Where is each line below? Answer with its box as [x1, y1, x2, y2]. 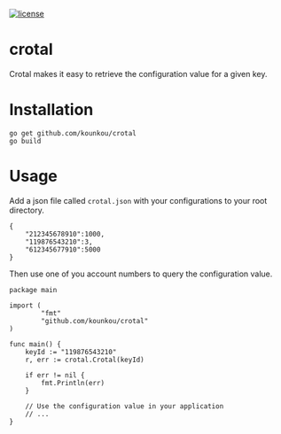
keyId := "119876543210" [25, 347, 117, 356]
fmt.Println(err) [41, 378, 105, 387]
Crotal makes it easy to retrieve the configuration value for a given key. [9, 68, 268, 79]
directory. [9, 205, 44, 215]
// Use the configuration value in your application [25, 401, 224, 411]
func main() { [9, 339, 62, 349]
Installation [9, 100, 94, 120]
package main [9, 285, 58, 294]
